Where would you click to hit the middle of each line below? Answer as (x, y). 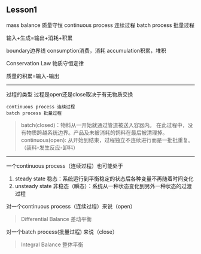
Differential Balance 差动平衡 (56, 219)
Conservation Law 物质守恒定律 (45, 63)
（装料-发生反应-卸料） (50, 147)
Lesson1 (22, 10)
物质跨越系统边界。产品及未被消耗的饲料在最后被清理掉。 (97, 132)
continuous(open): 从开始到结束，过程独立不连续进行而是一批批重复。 (107, 140)
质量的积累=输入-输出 (33, 76)
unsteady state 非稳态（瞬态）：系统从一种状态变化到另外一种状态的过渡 (103, 186)
